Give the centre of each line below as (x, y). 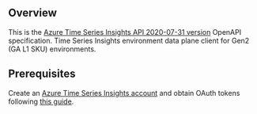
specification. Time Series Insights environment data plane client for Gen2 (129, 40)
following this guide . (41, 101)
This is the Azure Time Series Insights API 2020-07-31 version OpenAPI (125, 32)
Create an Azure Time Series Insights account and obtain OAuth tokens (124, 93)
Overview (33, 13)
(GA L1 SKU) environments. (52, 49)
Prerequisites (42, 74)
